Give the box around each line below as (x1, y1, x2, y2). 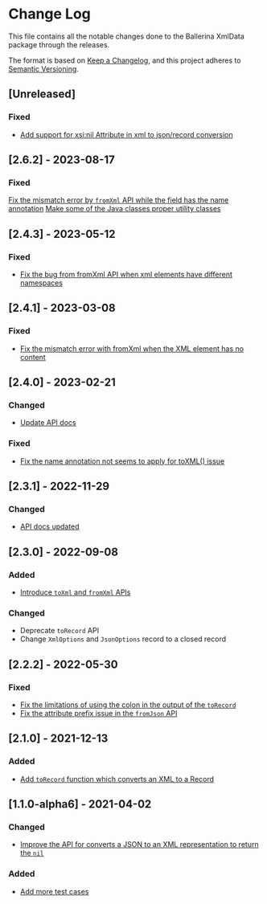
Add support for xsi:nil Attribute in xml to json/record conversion (19, 129, 233, 139)
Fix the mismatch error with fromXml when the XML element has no (19, 343, 244, 354)
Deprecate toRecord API (19, 626, 99, 636)
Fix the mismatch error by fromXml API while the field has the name (8, 195, 229, 205)
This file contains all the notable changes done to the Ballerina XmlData (8, 31, 245, 41)
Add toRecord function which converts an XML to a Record (19, 774, 215, 783)
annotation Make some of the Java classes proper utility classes (8, 204, 221, 214)
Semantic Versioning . (8, 63, 79, 73)
